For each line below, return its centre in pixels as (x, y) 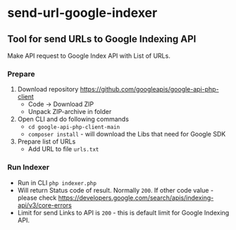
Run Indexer (29, 167)
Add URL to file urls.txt (63, 149)
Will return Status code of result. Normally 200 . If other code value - (115, 190)
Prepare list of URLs (46, 141)
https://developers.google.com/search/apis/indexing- (136, 198)
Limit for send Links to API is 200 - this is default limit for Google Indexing (123, 212)
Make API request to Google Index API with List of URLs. (89, 56)
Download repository (48, 89)
